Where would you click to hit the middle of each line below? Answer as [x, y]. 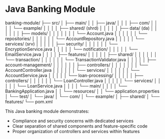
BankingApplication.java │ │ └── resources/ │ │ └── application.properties [82, 91]
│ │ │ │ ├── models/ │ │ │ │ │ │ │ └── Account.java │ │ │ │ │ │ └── [76, 33]
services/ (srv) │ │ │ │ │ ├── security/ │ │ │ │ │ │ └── [62, 44]
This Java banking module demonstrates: [47, 111]
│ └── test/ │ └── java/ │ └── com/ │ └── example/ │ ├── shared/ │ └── [82, 96]
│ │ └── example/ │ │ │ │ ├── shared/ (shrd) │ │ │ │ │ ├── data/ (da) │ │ [81, 28]
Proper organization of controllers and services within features [76, 131]
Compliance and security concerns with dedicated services [73, 121]
